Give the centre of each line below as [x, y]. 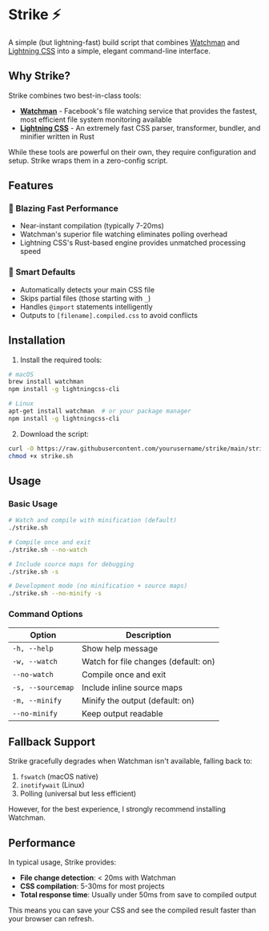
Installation [37, 341]
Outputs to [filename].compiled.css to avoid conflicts [109, 315]
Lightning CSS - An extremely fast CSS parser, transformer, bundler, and [140, 127]
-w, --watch [35, 661]
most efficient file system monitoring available [96, 119]
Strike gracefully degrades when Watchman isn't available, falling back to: [130, 761]
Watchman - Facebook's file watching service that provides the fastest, [139, 111]
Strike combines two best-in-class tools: [75, 95]
